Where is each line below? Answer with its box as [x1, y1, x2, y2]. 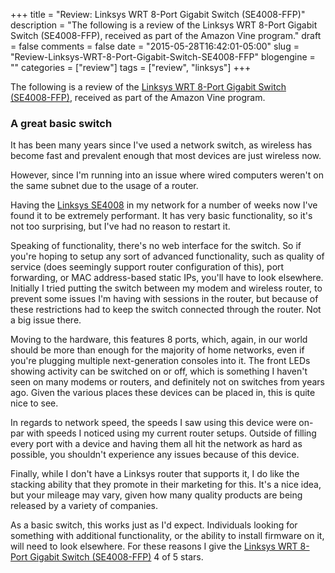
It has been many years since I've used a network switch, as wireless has [10, 139, 313, 151]
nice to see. [10, 397, 59, 409]
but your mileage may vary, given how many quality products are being [10, 489, 303, 501]
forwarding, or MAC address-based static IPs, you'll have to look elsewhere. [10, 272, 324, 284]
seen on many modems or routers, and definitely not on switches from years [10, 376, 326, 388]
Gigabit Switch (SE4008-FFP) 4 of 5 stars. [29, 551, 204, 563]
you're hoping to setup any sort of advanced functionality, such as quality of [10, 250, 325, 263]
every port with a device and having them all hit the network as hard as [10, 438, 303, 450]
